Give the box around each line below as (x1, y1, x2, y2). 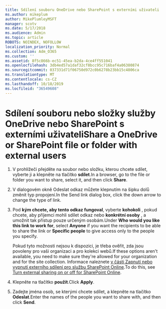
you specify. (12, 233, 38, 239)
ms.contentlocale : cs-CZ (5, 77, 57, 82)
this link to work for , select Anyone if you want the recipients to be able (12, 223, 161, 229)
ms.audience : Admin (5, 30, 46, 35)
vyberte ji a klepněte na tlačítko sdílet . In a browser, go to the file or (12, 171, 151, 177)
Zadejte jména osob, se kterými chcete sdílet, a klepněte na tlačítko (12, 289, 151, 295)
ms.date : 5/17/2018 (5, 26, 46, 31)
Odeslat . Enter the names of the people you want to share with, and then (12, 294, 161, 300)
